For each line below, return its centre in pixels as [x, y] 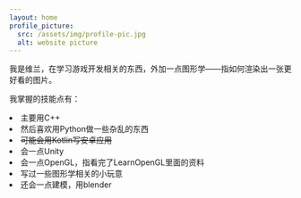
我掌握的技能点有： [45, 99]
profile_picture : [42, 26]
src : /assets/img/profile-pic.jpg [82, 34]
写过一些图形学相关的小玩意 [72, 174]
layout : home [34, 17]
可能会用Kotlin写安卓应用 [66, 140]
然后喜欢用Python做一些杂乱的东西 [85, 129]
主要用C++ [41, 118]
